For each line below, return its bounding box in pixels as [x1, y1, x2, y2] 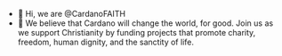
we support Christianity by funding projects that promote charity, [17, 28, 256, 37]
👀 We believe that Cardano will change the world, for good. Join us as [17, 18, 274, 28]
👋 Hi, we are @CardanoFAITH [17, 9, 126, 19]
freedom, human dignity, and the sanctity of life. [17, 36, 194, 47]
